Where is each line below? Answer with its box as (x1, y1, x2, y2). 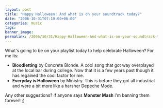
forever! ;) (5, 97, 25, 103)
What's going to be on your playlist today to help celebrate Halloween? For (5, 47, 154, 54)
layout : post (5, 7, 32, 12)
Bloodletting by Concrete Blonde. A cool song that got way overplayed (12, 62, 154, 68)
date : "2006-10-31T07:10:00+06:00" (5, 16, 77, 21)
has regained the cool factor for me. (12, 72, 84, 78)
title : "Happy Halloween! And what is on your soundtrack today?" (5, 12, 142, 17)
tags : (5, 25, 16, 30)
